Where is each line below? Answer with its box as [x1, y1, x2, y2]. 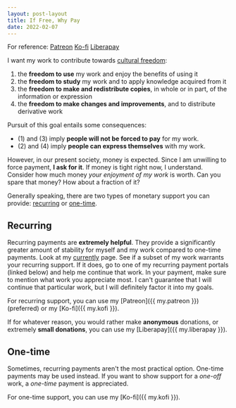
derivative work [17, 107, 63, 116]
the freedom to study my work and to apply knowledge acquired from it [17, 77, 227, 86]
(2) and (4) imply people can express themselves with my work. [17, 142, 206, 151]
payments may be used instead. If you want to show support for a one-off [7, 372, 222, 380]
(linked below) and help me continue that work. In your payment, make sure [7, 268, 227, 276]
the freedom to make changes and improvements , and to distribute [17, 100, 216, 108]
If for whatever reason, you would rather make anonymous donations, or [7, 318, 219, 326]
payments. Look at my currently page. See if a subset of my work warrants [7, 253, 224, 262]
